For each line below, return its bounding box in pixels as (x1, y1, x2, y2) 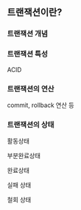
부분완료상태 (7, 151, 41, 160)
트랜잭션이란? (7, 6, 62, 19)
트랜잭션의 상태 (7, 120, 55, 129)
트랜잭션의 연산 (7, 84, 55, 93)
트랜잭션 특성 (7, 49, 48, 59)
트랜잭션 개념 (7, 29, 48, 39)
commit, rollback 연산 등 (7, 101, 74, 109)
